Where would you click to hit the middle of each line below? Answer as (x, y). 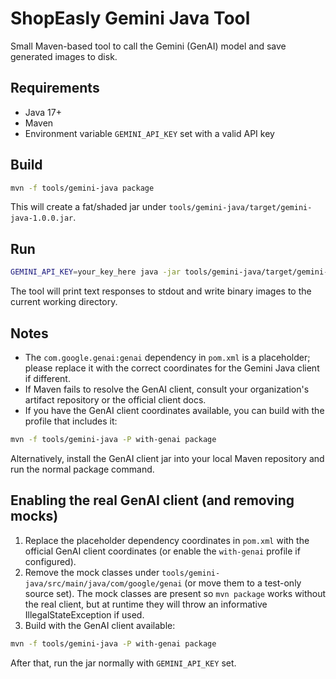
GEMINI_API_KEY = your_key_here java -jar (96, 272)
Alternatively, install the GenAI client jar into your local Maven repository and (167, 458)
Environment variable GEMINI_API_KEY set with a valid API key (149, 133)
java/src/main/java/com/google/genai (103, 583)
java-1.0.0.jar (42, 218)
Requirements (55, 88)
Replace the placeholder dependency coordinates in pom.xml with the (167, 540)
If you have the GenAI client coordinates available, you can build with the (174, 410)
